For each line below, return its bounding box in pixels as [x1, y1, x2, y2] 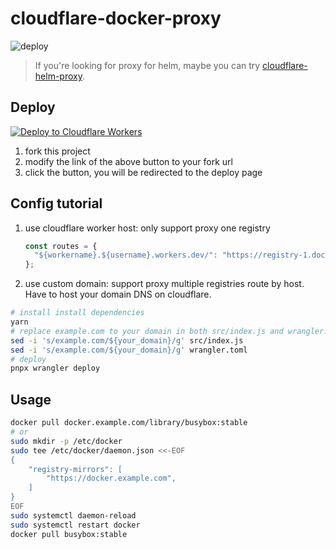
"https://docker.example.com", [46, 473, 177, 484]
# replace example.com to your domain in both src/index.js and [10, 326, 284, 336]
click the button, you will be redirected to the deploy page [24, 166, 263, 178]
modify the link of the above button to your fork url [24, 155, 233, 167]
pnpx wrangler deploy [10, 363, 101, 374]
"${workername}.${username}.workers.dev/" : [34, 250, 218, 261]
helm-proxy [34, 70, 83, 82]
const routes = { [24, 241, 98, 251]
